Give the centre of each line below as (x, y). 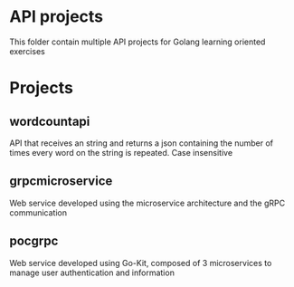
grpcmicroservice (61, 182)
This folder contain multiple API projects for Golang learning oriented (138, 42)
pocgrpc (34, 241)
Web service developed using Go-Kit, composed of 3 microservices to (141, 263)
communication (38, 212)
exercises (27, 51)
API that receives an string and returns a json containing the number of (142, 143)
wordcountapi (50, 121)
